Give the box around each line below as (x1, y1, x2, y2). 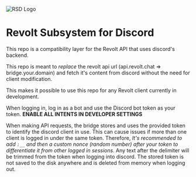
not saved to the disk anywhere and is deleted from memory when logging (6, 159, 185, 166)
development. (6, 93, 39, 100)
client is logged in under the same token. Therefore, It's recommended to (6, 134, 183, 141)
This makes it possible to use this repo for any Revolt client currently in (6, 87, 177, 94)
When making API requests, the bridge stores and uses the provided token (6, 122, 186, 129)
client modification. (6, 75, 53, 82)
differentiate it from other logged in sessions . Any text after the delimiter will (6, 147, 190, 154)
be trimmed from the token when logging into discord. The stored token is (6, 153, 184, 160)
